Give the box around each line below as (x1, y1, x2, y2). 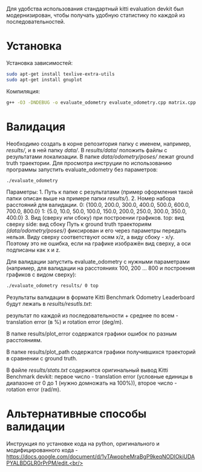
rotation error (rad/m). (6, 386, 62, 393)
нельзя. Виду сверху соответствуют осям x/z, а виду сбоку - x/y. (6, 234, 175, 241)
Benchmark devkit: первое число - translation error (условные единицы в (6, 373, 193, 380)
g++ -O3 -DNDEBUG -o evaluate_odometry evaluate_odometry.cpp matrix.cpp (6, 99, 197, 106)
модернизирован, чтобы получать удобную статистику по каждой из (6, 12, 186, 19)
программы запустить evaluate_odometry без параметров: (6, 166, 158, 173)
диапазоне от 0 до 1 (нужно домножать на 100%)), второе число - (6, 379, 177, 387)
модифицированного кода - (6, 447, 78, 454)
